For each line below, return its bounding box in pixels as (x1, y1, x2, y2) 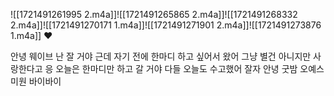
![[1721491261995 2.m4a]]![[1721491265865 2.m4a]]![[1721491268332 (10, 9, 298, 20)
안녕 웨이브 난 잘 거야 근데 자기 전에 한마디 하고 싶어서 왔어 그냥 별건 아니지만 (10, 50, 312, 62)
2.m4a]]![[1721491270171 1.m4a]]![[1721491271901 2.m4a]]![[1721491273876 (10, 19, 322, 31)
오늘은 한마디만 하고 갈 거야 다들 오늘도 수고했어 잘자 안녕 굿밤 (55, 63, 298, 74)
